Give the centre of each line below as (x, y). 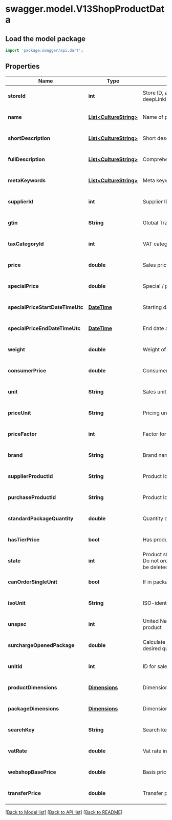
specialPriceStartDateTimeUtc (46, 307)
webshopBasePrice (32, 772)
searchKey (21, 729)
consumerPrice (27, 370)
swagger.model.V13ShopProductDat (85, 9)
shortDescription (29, 138)
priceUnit (19, 413)
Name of (153, 117)
